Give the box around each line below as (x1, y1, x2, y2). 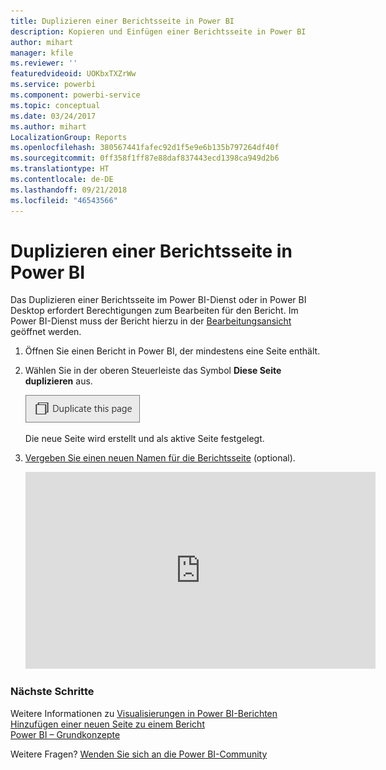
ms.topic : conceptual (10, 100, 101, 110)
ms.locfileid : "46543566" (10, 195, 118, 205)
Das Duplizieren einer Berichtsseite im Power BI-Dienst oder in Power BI (10, 294, 307, 306)
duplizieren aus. (24, 375, 93, 387)
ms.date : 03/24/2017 (10, 111, 97, 121)
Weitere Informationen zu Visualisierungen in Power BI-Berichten (10, 707, 278, 719)
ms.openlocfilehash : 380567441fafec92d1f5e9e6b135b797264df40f (10, 143, 280, 153)
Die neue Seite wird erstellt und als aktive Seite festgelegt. (24, 433, 265, 445)
